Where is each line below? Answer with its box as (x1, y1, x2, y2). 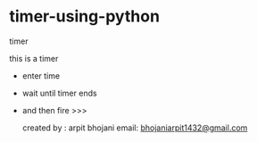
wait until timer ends (21, 88, 97, 98)
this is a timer (9, 53, 59, 63)
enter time (21, 70, 61, 81)
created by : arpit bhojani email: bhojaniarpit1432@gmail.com (21, 122, 248, 133)
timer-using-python (9, 6, 161, 27)
